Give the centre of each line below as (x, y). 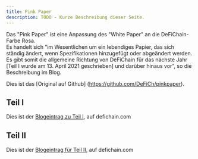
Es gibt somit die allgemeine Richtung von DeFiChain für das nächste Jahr (97, 60)
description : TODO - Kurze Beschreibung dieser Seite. (76, 17)
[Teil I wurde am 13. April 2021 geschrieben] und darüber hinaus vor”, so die (99, 66)
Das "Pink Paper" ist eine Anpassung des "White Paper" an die (83, 34)
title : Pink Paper (29, 12)
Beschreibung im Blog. (34, 72)
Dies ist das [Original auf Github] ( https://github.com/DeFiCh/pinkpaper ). (95, 83)
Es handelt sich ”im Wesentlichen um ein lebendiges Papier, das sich (90, 47)
